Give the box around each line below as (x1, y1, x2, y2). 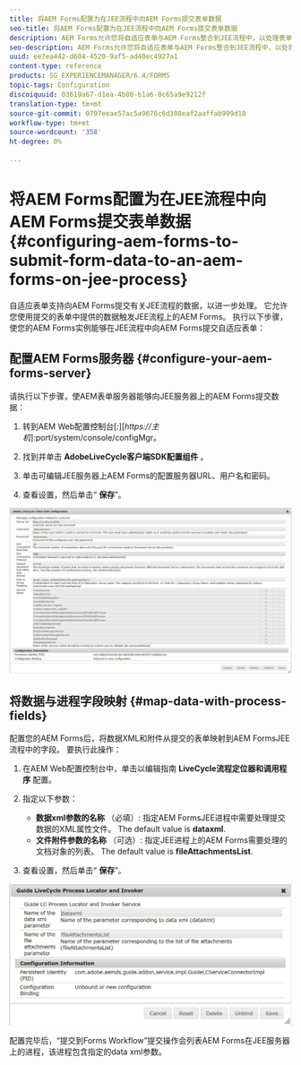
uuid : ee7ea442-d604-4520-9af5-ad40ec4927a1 (9, 52, 178, 62)
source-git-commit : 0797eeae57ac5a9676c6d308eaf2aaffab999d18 (9, 108, 246, 118)
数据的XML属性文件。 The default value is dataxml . (35, 824, 227, 835)
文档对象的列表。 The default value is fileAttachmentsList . (35, 846, 254, 857)
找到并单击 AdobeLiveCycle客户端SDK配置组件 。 (21, 451, 209, 461)
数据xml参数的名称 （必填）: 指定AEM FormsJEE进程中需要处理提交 (35, 812, 286, 823)
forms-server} (9, 365, 92, 381)
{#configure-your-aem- (136, 351, 273, 366)
